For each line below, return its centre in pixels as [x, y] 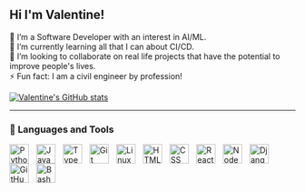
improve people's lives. [53, 66]
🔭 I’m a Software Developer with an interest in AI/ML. [108, 36]
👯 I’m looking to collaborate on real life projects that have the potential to [145, 56]
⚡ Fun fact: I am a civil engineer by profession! [96, 76]
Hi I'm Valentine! [57, 15]
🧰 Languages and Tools [62, 129]
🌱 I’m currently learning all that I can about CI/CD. [102, 46]
